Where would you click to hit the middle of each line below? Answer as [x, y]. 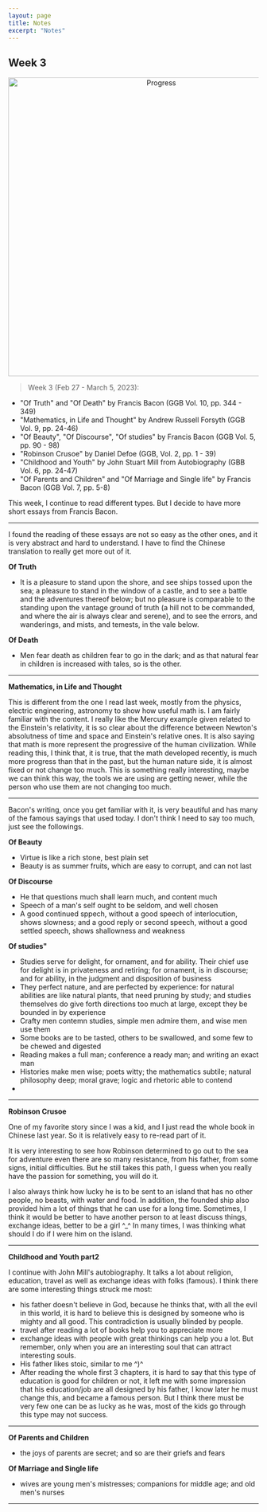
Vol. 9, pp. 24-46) [49, 429]
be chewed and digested [60, 1046]
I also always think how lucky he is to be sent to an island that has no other [130, 1192]
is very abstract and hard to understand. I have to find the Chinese [117, 543]
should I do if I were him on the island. [70, 1234]
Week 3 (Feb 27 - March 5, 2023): [83, 388]
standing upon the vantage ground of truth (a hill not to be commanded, [137, 608]
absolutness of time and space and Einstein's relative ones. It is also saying [132, 736]
